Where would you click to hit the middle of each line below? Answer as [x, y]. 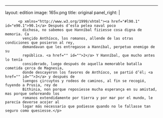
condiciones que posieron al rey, [40, 43]
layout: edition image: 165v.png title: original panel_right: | [63, 12]
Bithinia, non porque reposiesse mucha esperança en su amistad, [90, 89]
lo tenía [14, 60]
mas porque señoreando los [32, 94]
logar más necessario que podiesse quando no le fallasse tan [87, 106]
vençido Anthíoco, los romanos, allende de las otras [78, 38]
